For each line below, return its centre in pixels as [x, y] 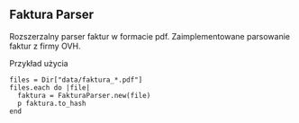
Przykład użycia [39, 63]
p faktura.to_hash [52, 103]
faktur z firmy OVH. [45, 46]
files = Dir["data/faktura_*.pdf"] [76, 80]
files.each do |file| [50, 88]
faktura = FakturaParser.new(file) [84, 95]
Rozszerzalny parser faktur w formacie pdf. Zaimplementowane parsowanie [150, 36]
